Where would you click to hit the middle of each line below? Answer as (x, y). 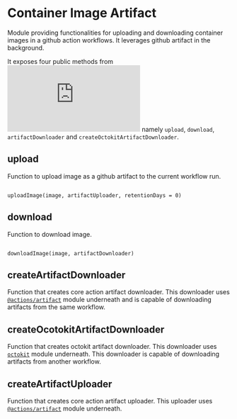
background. (26, 48)
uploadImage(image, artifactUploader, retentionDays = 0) (94, 195)
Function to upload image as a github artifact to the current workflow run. (114, 176)
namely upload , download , (178, 129)
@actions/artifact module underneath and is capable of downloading (110, 300)
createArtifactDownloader (67, 275)
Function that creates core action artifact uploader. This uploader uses (110, 401)
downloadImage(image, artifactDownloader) (71, 253)
